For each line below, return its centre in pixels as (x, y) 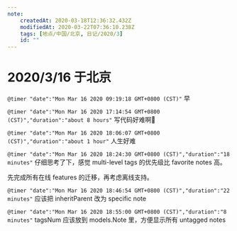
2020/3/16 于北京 (59, 78)
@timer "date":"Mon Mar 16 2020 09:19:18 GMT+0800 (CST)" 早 (99, 98)
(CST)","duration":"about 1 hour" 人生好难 (72, 141)
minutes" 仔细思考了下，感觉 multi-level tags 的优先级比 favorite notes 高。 (117, 162)
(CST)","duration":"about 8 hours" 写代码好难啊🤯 (82, 120)
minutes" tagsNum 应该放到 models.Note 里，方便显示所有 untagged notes (116, 220)
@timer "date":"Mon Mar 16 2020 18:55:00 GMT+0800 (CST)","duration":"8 (117, 212)
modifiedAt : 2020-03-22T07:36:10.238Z (77, 27)
